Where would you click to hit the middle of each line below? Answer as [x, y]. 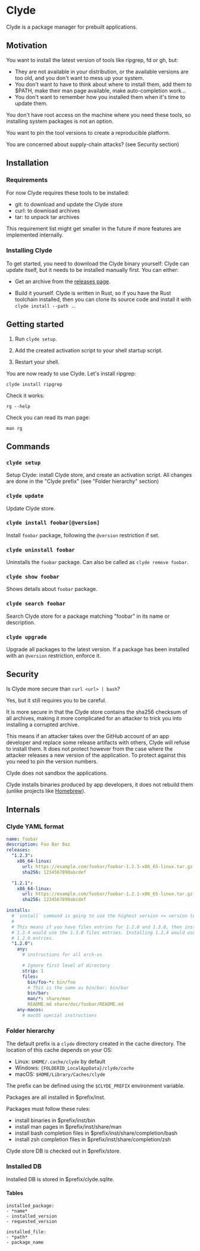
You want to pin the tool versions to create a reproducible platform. [88, 132]
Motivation [27, 46]
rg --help [18, 406]
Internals [23, 809]
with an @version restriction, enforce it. [54, 656]
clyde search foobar [36, 604]
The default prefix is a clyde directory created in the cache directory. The [96, 1043]
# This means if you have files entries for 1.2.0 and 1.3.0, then [97, 927]
